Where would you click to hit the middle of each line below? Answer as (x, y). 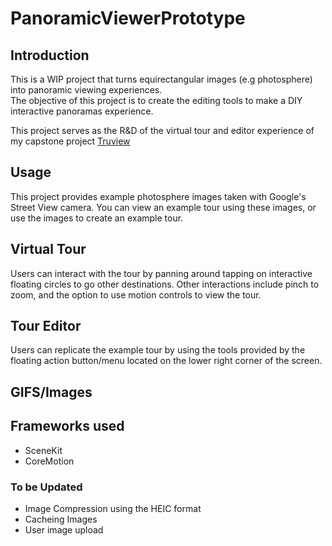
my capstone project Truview (70, 141)
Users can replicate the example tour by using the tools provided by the (158, 350)
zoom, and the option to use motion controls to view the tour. (136, 294)
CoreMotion (49, 461)
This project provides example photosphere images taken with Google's (158, 196)
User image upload (64, 529)
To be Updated (46, 487)
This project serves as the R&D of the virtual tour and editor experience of (162, 130)
